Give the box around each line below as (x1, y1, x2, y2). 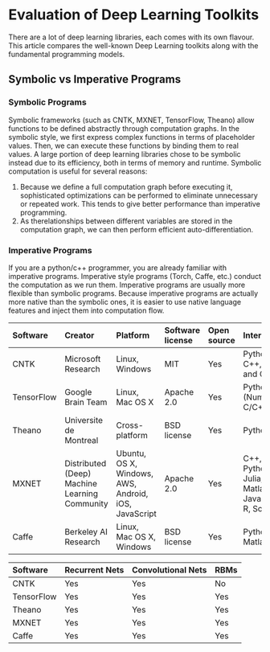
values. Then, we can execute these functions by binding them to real (8, 141, 239, 150)
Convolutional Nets (131, 564, 207, 576)
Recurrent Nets (63, 564, 125, 576)
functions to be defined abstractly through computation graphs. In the (8, 123, 239, 133)
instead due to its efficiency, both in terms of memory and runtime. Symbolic (8, 158, 262, 167)
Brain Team (63, 396, 108, 408)
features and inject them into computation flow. (8, 305, 165, 315)
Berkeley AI (63, 526, 108, 537)
